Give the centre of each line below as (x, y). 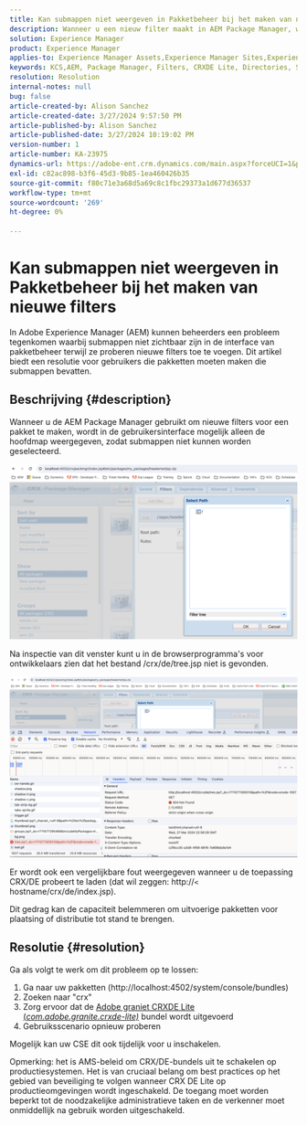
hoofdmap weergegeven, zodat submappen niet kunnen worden (130, 441)
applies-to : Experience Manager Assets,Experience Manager (124, 58)
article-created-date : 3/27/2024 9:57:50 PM (95, 116)
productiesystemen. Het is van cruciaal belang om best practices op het (145, 1071)
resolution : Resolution (55, 78)
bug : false (30, 96)
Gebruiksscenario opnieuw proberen (92, 1026)
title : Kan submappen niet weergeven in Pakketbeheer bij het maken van (151, 19)
